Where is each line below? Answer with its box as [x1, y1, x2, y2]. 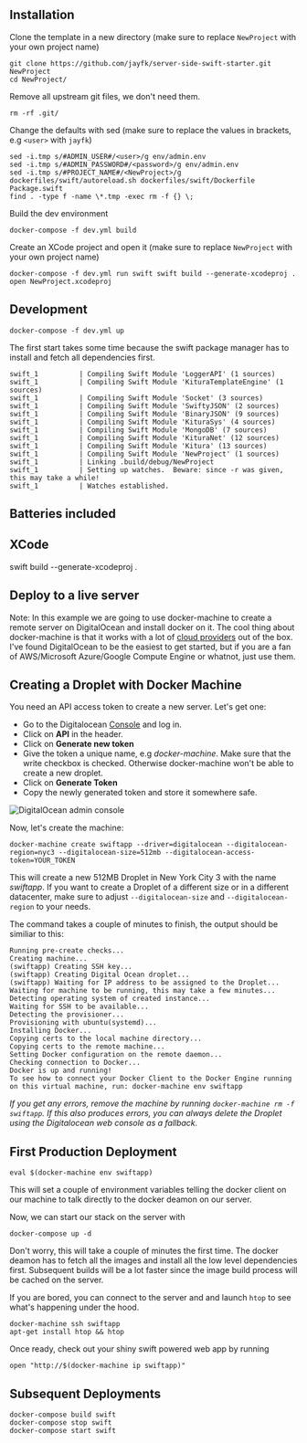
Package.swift [9, 184, 64, 193]
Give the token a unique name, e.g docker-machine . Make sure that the [22, 748, 291, 759]
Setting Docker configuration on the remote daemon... [9, 1050, 223, 1059]
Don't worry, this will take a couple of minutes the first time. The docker [9, 1246, 279, 1257]
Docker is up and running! [9, 1066, 112, 1076]
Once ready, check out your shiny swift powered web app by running [9, 1343, 270, 1354]
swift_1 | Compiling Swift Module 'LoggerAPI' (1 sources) [9, 369, 276, 378]
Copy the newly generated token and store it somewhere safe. [22, 787, 258, 798]
